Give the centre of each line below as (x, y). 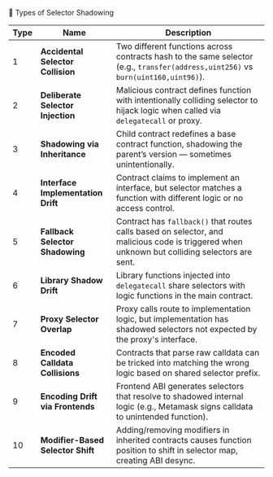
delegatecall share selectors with (180, 285)
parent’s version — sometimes (173, 154)
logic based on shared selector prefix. (188, 373)
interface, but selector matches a (179, 188)
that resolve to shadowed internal (180, 396)
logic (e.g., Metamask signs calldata (184, 407)
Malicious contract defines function (184, 90)
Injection (58, 116)
